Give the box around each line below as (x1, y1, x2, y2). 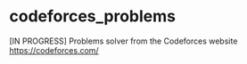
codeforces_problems (9, 6, 177, 27)
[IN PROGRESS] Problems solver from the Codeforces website (9, 36, 238, 46)
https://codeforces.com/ (9, 44, 100, 55)
